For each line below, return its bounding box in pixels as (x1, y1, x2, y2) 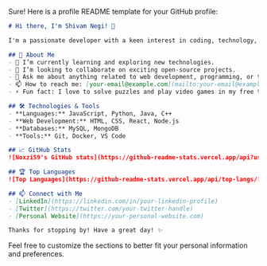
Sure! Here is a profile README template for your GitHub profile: (8, 7, 219, 16)
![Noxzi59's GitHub (8, 154, 73, 162)
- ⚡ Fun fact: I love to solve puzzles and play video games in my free (8, 88, 254, 96)
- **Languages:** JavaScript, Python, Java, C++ (8, 109, 172, 118)
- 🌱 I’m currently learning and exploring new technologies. (8, 58, 215, 66)
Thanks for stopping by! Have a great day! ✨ (8, 226, 163, 234)
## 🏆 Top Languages (8, 168, 75, 176)
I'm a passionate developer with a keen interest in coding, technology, (8, 36, 258, 45)
